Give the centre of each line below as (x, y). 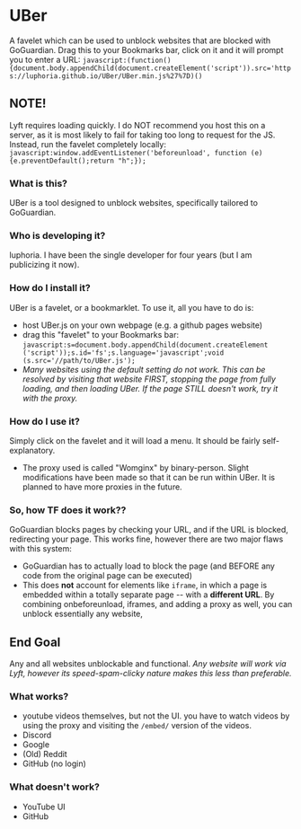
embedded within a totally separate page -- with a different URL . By (148, 595)
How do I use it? (45, 421)
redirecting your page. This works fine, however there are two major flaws (146, 539)
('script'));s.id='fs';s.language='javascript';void (123, 353)
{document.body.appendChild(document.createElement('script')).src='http (150, 68)
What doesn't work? (55, 787)
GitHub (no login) (54, 763)
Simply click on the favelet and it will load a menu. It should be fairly (135, 440)
